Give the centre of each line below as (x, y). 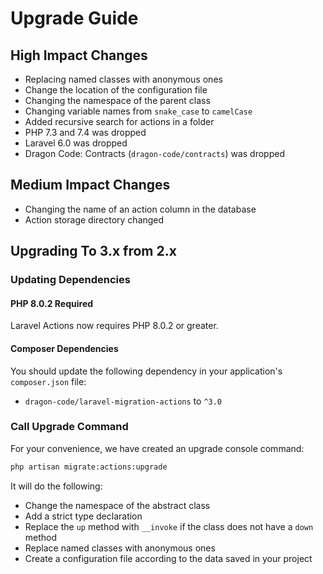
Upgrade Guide (74, 18)
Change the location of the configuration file (116, 90)
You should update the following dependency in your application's (146, 371)
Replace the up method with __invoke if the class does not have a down (169, 526)
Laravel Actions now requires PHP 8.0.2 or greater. (114, 326)
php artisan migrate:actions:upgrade (89, 467)
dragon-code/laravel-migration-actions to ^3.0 (123, 401)
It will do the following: (56, 486)
